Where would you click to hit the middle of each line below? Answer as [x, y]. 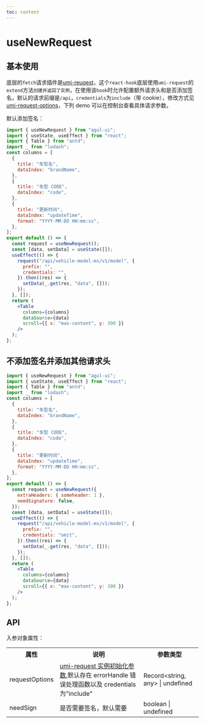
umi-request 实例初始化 [94, 666]
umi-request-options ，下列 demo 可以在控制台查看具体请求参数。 [89, 105]
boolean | [157, 704]
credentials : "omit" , [50, 535]
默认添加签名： [25, 118]
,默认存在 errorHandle [97, 676]
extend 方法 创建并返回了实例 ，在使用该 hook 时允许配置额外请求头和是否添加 [97, 90]
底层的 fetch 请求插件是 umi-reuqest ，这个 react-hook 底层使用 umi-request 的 [100, 82]
